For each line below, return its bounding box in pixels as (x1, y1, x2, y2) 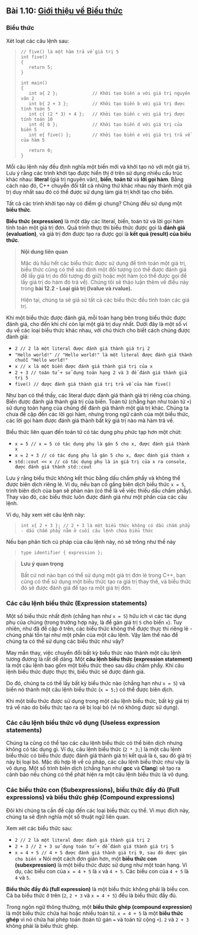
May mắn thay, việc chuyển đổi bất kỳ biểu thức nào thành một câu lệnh (6, 649, 181, 656)
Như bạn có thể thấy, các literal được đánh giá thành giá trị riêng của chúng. (6, 391, 191, 398)
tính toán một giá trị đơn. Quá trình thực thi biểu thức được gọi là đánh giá (6, 224, 186, 231)
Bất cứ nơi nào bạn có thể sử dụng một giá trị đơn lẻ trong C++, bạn (20, 571, 186, 579)
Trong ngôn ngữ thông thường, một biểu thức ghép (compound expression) (6, 903, 193, 910)
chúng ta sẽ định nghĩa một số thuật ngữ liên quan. (6, 813, 130, 820)
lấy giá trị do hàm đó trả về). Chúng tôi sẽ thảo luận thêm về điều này (20, 278, 189, 286)
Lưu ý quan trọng (20, 560, 64, 567)
